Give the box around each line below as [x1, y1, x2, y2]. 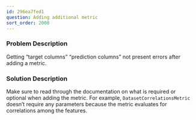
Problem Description [6, 39, 68, 48]
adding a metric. [6, 59, 47, 66]
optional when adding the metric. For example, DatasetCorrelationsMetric [6, 94, 191, 101]
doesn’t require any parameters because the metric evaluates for [6, 100, 167, 107]
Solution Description [6, 74, 68, 82]
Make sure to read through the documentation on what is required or [6, 88, 176, 95]
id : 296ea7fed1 [6, 8, 44, 15]
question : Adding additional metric [6, 14, 98, 20]
